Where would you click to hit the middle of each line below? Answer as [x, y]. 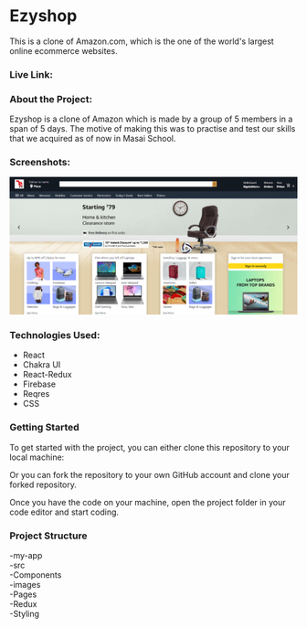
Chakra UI [42, 365]
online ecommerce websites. [64, 50]
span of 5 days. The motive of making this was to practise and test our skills [153, 129]
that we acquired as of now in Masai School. [93, 139]
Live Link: [31, 74]
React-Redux [47, 375]
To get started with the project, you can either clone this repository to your [150, 447]
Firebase [39, 384]
